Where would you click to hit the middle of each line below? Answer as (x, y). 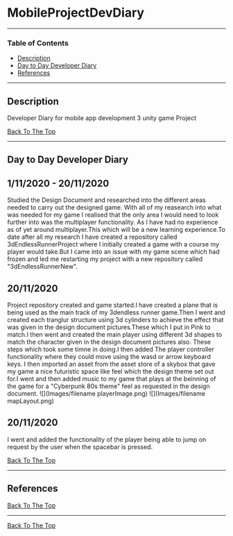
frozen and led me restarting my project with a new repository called (105, 259)
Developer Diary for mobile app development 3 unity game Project (102, 118)
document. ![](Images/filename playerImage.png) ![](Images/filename (106, 394)
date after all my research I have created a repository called (92, 237)
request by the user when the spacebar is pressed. (80, 446)
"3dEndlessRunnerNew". (43, 267)
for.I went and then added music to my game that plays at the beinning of (112, 379)
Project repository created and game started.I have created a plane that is (113, 305)
